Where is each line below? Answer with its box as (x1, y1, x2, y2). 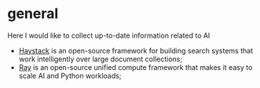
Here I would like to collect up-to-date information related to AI (7, 31, 211, 40)
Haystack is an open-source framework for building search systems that (18, 46, 253, 55)
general (7, 5, 59, 23)
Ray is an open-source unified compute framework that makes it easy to (18, 62, 253, 71)
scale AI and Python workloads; (18, 71, 122, 80)
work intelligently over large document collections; (18, 54, 182, 64)
